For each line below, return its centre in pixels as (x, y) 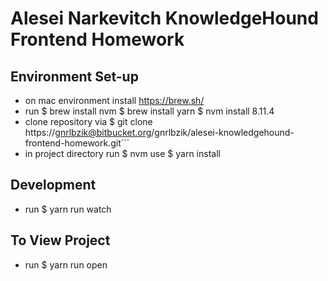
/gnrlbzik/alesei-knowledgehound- (223, 132)
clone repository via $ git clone (88, 121)
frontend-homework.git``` (77, 143)
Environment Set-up (74, 76)
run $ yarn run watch (68, 209)
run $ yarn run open (66, 264)
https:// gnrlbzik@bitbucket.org (88, 132)
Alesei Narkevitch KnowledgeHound (164, 18)
